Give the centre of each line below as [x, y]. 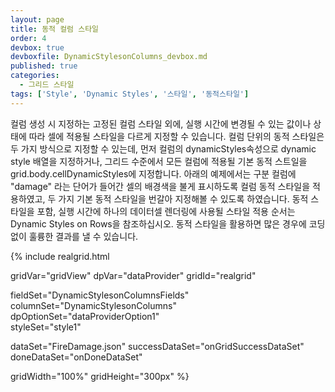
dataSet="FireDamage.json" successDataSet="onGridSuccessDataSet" [157, 346]
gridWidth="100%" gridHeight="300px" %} [100, 376]
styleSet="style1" [46, 327]
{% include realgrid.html [60, 256]
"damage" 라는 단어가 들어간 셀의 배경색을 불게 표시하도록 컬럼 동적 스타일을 [160, 186]
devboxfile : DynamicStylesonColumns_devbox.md [109, 57]
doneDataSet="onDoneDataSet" [76, 357]
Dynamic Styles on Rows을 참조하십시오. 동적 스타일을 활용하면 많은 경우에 [158, 223]
